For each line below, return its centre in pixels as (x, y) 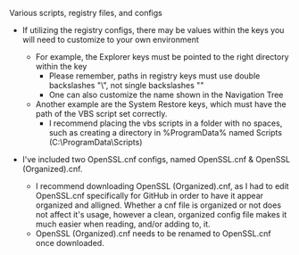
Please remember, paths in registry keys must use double (154, 76)
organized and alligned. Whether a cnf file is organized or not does (158, 205)
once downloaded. (70, 243)
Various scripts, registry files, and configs (86, 13)
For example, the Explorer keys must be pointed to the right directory (162, 57)
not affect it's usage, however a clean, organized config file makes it (161, 214)
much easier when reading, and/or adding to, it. (123, 224)
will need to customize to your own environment (110, 40)
